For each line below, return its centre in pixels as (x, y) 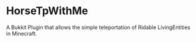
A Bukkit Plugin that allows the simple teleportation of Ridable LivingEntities (98, 27)
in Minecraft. (22, 33)
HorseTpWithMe (47, 11)
